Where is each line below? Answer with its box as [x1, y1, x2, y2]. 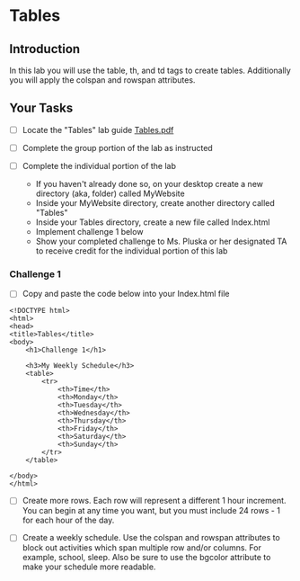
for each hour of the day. [22, 514, 115, 526]
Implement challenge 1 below [35, 227, 144, 237]
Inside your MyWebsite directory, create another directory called [35, 198, 276, 208]
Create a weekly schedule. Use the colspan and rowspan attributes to [22, 532, 280, 543]
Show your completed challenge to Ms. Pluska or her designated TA [35, 236, 287, 246]
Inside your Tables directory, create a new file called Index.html [35, 217, 270, 228]
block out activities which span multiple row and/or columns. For [22, 542, 262, 553]
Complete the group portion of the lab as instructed [22, 142, 213, 153]
